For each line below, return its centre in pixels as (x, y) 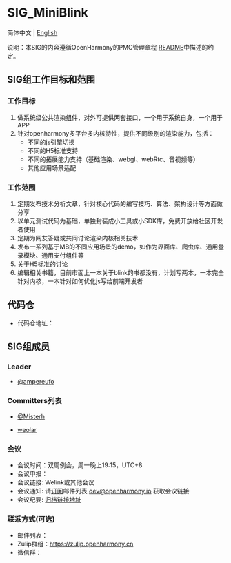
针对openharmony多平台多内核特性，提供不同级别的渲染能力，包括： (115, 133)
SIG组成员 (29, 347)
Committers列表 (34, 401)
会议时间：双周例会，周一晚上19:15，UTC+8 (80, 465)
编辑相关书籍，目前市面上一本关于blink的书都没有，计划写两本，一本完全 (121, 272)
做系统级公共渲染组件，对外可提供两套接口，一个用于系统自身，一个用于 (120, 117)
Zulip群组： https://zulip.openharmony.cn (75, 544)
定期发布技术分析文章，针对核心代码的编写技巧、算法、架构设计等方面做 (120, 203)
